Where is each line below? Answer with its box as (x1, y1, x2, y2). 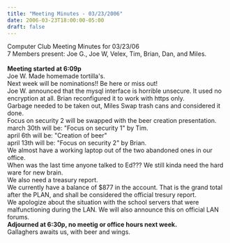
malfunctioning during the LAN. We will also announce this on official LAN (7, 205, 220, 214)
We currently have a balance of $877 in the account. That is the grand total (7, 183, 223, 192)
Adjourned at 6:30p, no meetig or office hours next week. (7, 221, 178, 229)
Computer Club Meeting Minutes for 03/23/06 (7, 43, 139, 51)
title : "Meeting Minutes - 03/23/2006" (7, 10, 123, 17)
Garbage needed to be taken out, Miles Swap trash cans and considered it (7, 102, 221, 110)
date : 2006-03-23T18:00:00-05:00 (7, 17, 105, 24)
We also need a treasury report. (7, 176, 99, 184)
